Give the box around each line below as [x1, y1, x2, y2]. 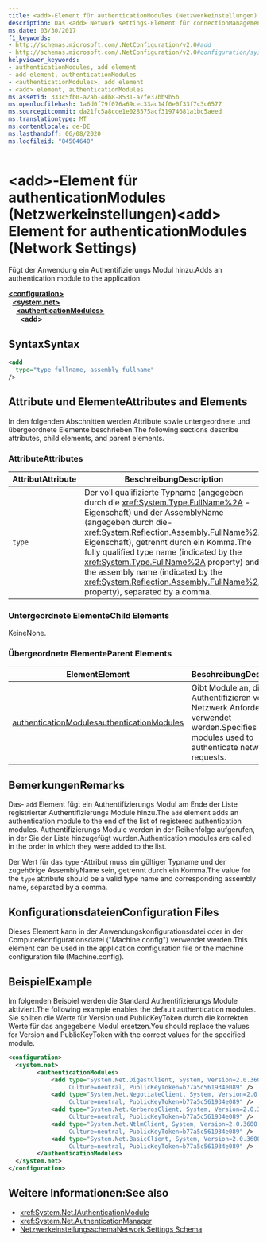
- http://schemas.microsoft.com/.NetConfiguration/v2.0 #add [8, 41, 212, 49]
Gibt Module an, [191, 682, 251, 693]
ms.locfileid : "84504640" [8, 137, 94, 145]
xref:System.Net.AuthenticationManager [19, 1216, 153, 1225]
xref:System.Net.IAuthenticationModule [19, 1207, 149, 1217]
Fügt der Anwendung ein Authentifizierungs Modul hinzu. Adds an [8, 265, 222, 275]
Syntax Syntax [8, 337, 80, 350]
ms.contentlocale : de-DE [8, 122, 91, 130]
